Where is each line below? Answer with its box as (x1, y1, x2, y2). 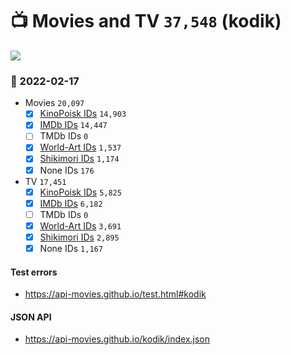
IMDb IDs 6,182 (39, 197, 103, 209)
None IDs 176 (39, 164, 95, 176)
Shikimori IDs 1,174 (39, 153, 120, 165)
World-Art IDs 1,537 (39, 141, 122, 153)
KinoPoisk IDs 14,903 (39, 108, 127, 120)
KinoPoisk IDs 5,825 (39, 186, 122, 198)
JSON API (10, 311, 52, 323)
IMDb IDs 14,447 (39, 119, 108, 131)
